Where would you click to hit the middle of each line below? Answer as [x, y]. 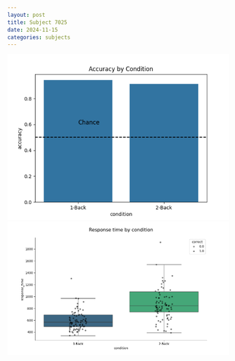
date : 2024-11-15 [33, 30]
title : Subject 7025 [38, 22]
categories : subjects [39, 37]
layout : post [26, 15]
